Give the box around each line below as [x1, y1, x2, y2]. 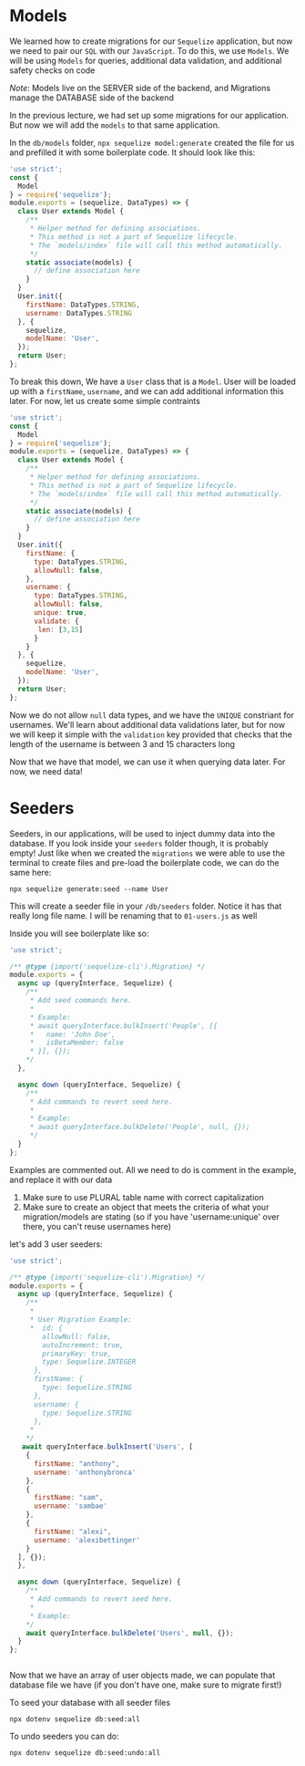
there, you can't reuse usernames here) [22, 1221, 171, 1231]
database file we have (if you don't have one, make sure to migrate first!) [9, 1679, 282, 1690]
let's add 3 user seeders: [9, 1238, 103, 1250]
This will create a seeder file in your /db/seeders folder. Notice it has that [9, 900, 282, 911]
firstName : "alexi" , [33, 1527, 112, 1536]
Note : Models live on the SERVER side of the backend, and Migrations [9, 82, 271, 93]
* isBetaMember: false [29, 1038, 125, 1047]
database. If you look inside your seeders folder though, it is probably [9, 837, 269, 848]
